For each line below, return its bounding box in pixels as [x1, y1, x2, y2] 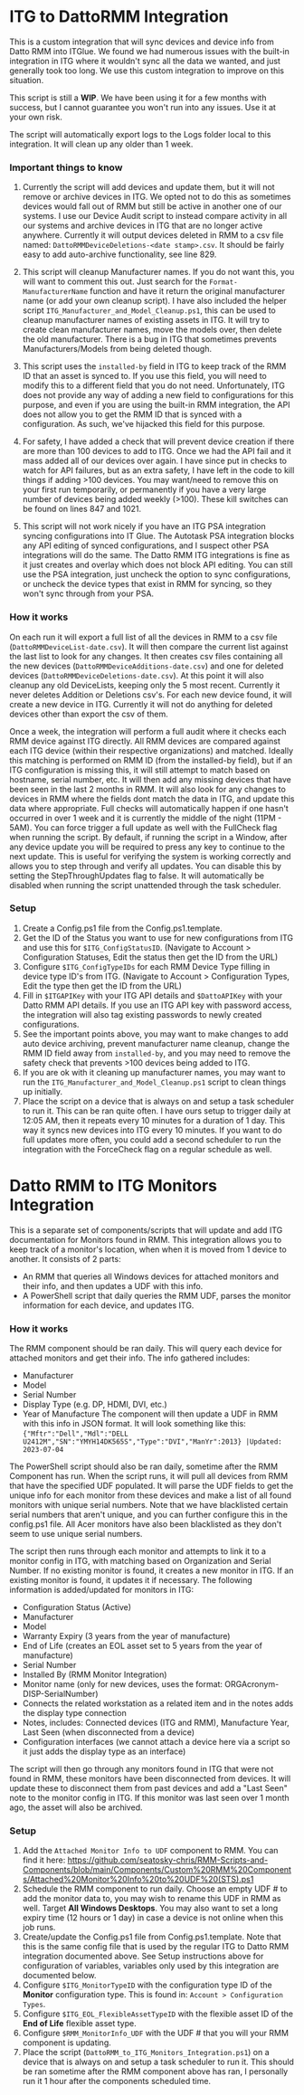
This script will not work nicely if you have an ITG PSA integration [22, 521, 266, 532]
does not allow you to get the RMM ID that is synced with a [22, 409, 242, 420]
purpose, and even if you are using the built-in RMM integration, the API [22, 400, 290, 411]
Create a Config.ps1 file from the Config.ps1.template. [22, 923, 223, 934]
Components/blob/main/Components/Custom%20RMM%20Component [22, 1864, 292, 1875]
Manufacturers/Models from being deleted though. [22, 344, 213, 355]
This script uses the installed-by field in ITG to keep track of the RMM [22, 361, 287, 372]
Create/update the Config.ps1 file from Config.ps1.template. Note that [22, 1931, 282, 1942]
